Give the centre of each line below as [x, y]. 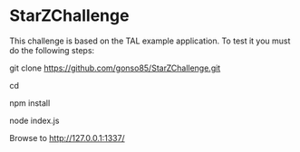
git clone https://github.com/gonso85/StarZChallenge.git [115, 68]
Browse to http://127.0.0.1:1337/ [67, 138]
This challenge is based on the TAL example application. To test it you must [150, 41]
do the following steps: [52, 50]
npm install [30, 103]
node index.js [34, 120]
